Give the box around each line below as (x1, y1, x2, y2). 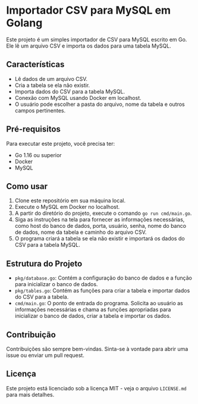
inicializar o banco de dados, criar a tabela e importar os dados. (14, 312, 171, 320)
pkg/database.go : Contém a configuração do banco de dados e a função (14, 274, 192, 281)
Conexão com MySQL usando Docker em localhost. (14, 94, 142, 101)
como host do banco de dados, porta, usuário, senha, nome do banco (14, 223, 186, 230)
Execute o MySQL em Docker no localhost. (14, 203, 120, 211)
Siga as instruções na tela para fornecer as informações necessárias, (14, 216, 185, 223)
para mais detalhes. (6, 391, 55, 398)
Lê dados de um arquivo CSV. (14, 75, 88, 82)
